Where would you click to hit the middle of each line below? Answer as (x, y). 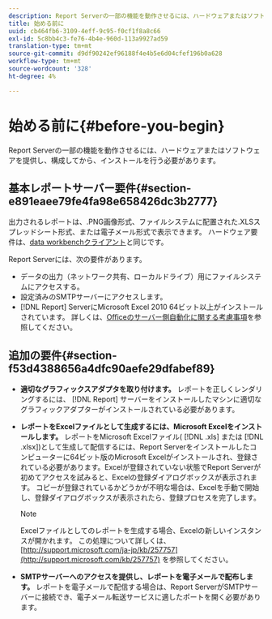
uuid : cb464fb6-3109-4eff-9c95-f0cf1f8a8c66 (85, 31)
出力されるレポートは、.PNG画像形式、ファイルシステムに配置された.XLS (131, 222)
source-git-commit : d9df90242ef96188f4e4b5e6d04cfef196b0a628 (115, 54)
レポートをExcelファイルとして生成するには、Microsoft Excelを (127, 427)
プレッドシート (33, 232)
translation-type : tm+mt (50, 46)
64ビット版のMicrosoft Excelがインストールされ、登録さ (164, 457)
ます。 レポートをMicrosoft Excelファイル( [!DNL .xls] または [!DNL (153, 437)
